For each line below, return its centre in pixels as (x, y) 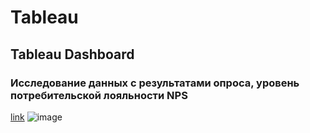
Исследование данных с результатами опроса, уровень (155, 83)
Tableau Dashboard (72, 54)
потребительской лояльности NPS (99, 95)
